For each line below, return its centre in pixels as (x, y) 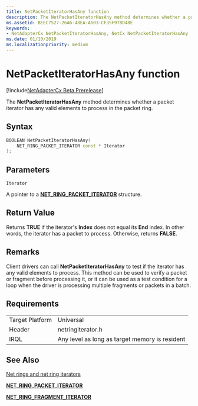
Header (19, 329)
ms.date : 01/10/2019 (32, 39)
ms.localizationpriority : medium (47, 45)
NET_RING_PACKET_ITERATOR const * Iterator (71, 146)
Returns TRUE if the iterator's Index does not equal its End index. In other (95, 227)
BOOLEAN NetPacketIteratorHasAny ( (49, 140)
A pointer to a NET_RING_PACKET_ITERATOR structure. (74, 194)
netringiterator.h (80, 329)
